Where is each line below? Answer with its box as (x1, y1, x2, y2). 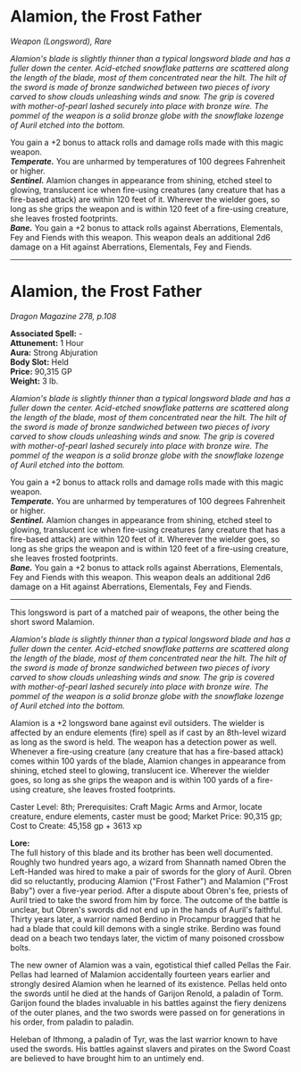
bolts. (10, 941, 31, 953)
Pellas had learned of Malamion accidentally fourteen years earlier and (10, 968, 271, 980)
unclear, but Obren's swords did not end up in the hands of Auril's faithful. (10, 904, 283, 915)
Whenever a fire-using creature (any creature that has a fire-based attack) (10, 746, 284, 756)
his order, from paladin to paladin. (10, 1017, 135, 1027)
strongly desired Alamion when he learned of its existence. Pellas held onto (10, 978, 288, 989)
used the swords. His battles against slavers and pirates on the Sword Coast (10, 1043, 291, 1054)
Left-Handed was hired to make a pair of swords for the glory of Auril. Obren (10, 865, 292, 877)
